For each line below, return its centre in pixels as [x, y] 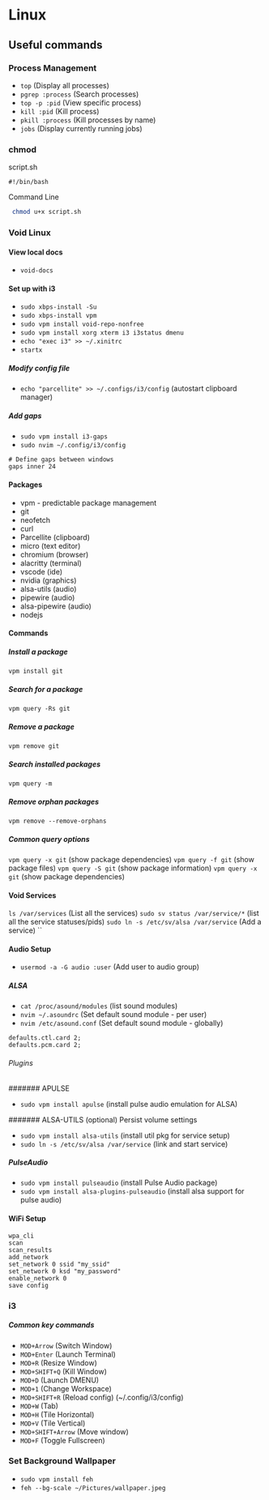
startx [31, 350]
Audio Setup [30, 949]
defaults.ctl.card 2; [45, 1038]
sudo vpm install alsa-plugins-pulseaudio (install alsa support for [132, 1191]
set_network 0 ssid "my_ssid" [60, 1264]
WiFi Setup [27, 1219]
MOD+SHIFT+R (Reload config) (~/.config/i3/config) [102, 1397]
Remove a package [41, 726]
